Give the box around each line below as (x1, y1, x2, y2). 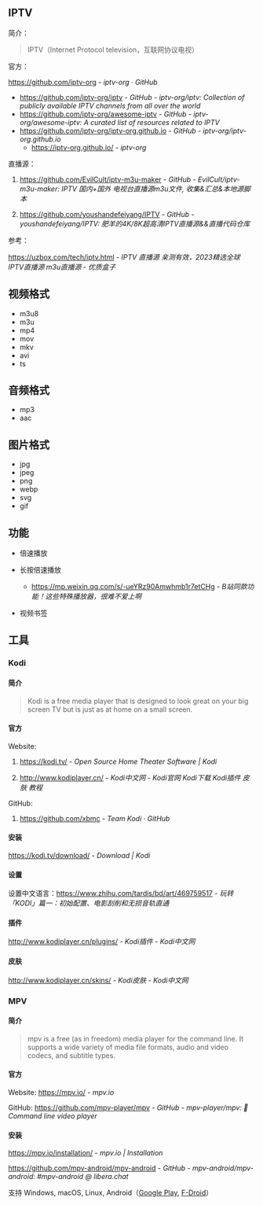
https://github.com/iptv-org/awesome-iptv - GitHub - (19, 109, 192, 119)
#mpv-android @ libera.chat (36, 1172, 129, 1181)
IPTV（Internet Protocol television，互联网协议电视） (27, 45, 199, 54)
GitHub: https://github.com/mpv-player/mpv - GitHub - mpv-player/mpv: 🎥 (8, 1103, 249, 1112)
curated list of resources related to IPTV (89, 117, 220, 127)
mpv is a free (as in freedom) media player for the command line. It (27, 1034, 244, 1043)
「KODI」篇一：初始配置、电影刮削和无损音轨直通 (8, 898, 170, 908)
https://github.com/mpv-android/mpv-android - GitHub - (8, 1163, 191, 1173)
